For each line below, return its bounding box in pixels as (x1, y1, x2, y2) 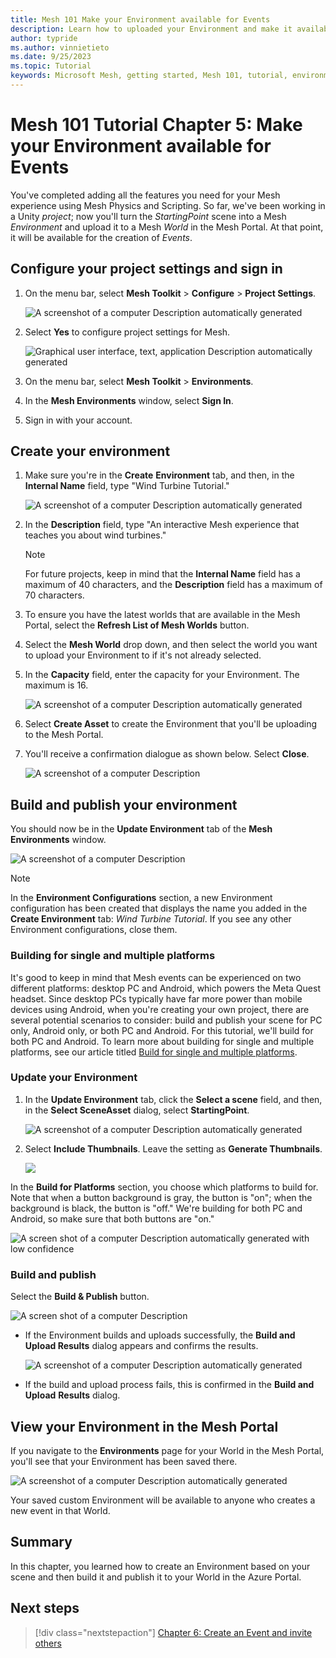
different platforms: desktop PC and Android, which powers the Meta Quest (10, 982, 321, 994)
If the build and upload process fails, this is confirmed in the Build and (24, 1379, 315, 1391)
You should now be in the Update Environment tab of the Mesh (10, 823, 273, 835)
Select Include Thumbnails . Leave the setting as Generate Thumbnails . (24, 1142, 323, 1155)
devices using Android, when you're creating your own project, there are (10, 1003, 310, 1015)
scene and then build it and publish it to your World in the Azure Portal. (10, 1571, 302, 1583)
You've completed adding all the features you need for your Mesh (10, 189, 281, 201)
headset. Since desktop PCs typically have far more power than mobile (10, 992, 303, 1005)
